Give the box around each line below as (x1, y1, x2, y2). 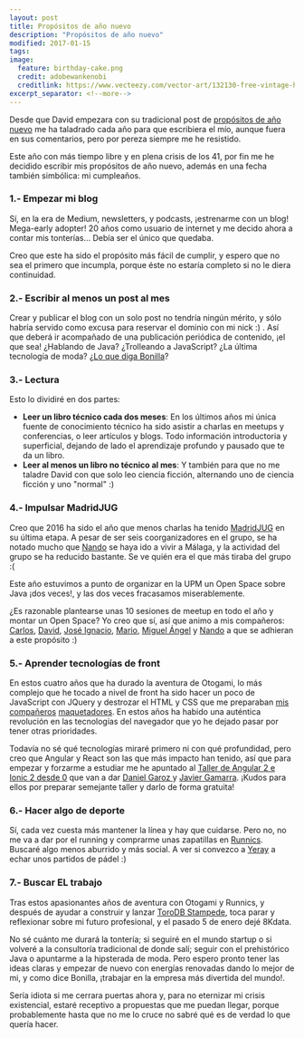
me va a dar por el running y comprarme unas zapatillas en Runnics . (9, 834, 264, 845)
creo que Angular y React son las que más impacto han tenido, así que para (9, 753, 291, 764)
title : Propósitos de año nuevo (9, 22, 131, 31)
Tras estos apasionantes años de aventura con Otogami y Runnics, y (9, 897, 265, 908)
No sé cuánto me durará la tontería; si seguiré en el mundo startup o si (9, 934, 272, 945)
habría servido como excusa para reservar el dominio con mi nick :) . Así (9, 322, 279, 333)
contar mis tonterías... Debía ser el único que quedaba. (9, 232, 214, 243)
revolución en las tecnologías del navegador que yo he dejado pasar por (9, 716, 279, 726)
